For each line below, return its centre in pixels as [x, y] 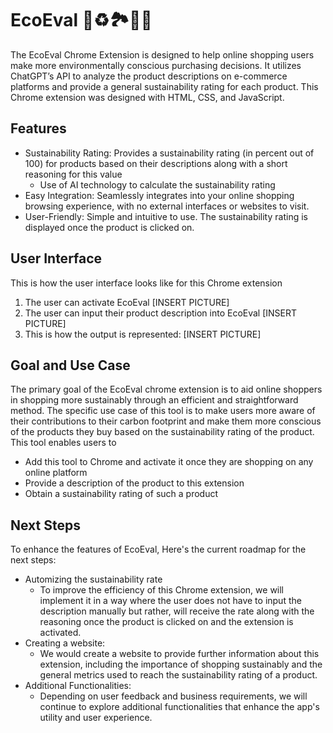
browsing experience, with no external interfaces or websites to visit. [167, 206]
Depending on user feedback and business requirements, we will [173, 696]
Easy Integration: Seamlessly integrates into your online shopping [159, 195]
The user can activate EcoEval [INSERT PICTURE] [127, 302]
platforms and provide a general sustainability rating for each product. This [164, 86]
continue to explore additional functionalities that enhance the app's [179, 707]
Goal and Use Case [70, 365]
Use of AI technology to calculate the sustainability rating [157, 184]
